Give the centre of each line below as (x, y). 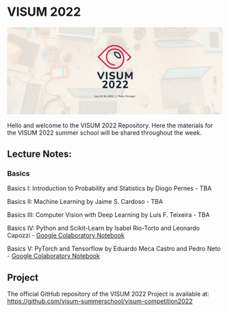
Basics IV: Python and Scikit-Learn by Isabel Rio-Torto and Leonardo (103, 228)
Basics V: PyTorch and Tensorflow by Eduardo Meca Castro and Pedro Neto (114, 249)
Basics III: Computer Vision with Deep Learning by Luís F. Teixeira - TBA (108, 215)
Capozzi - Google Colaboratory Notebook (66, 235)
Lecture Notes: (39, 154)
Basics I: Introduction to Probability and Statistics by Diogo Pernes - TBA (110, 188)
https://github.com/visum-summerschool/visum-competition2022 (100, 301)
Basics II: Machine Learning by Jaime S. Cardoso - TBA (85, 202)
